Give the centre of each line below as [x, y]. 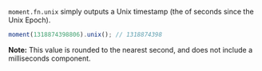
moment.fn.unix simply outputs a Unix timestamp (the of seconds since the [131, 12]
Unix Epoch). [30, 20]
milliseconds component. [50, 58]
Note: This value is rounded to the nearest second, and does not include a [131, 49]
